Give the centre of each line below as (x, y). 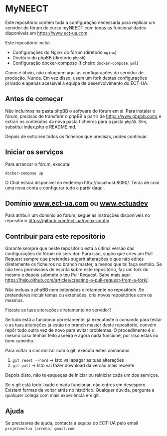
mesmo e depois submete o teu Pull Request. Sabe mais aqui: (69, 275)
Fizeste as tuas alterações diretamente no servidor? (58, 310)
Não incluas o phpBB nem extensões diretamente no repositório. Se (75, 290)
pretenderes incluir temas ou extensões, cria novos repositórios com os (79, 295)
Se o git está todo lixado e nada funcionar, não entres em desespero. (76, 385)
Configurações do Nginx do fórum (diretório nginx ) (65, 52)
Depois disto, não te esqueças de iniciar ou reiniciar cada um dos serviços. (82, 375)
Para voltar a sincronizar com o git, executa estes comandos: (68, 351)
